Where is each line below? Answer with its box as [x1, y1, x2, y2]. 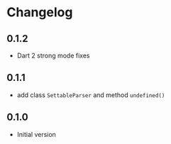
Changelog [6, 4, 73, 21]
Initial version [16, 130, 56, 138]
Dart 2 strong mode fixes [16, 51, 90, 60]
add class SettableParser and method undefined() [16, 90, 165, 99]
